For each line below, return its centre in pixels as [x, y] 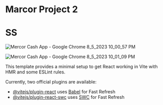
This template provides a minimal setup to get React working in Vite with [81, 67]
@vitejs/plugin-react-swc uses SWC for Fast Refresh [68, 97]
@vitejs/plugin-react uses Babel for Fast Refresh [64, 92]
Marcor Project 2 [42, 9]
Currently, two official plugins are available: [51, 82]
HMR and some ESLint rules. [35, 72]
